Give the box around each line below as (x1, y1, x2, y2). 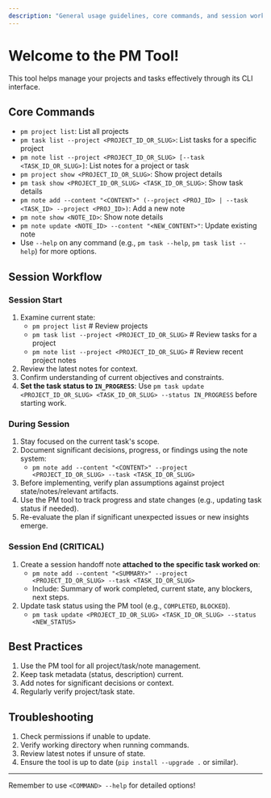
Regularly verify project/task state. (19, 687, 135, 696)
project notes (31, 356, 77, 366)
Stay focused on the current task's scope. (19, 437, 160, 446)
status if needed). (19, 503, 79, 513)
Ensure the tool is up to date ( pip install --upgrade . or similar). (19, 758, 239, 767)
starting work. (19, 399, 67, 408)
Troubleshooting (8, 710, 94, 724)
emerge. (19, 521, 48, 531)
